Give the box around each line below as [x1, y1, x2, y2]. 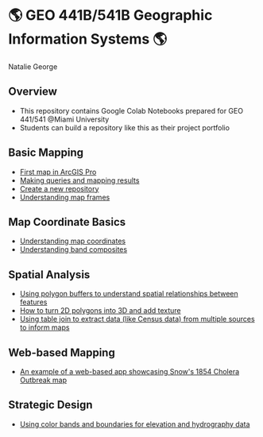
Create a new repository [19, 184, 99, 193]
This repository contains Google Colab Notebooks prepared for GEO [19, 106, 244, 115]
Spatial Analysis [8, 268, 91, 281]
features [19, 297, 48, 307]
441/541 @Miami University [19, 114, 110, 124]
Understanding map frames [19, 192, 110, 202]
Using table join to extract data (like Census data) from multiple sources [19, 315, 256, 324]
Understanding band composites [19, 245, 128, 254]
